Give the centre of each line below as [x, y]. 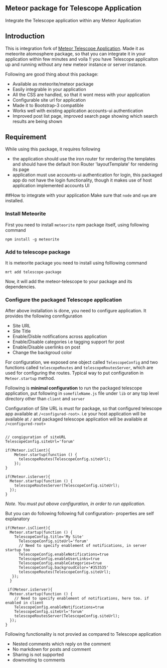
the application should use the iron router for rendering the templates [84, 159]
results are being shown [37, 121]
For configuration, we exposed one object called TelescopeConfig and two [81, 362]
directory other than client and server [45, 399]
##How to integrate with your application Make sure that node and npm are [81, 195]
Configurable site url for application [49, 100]
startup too [18, 550]
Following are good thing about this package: [52, 74]
